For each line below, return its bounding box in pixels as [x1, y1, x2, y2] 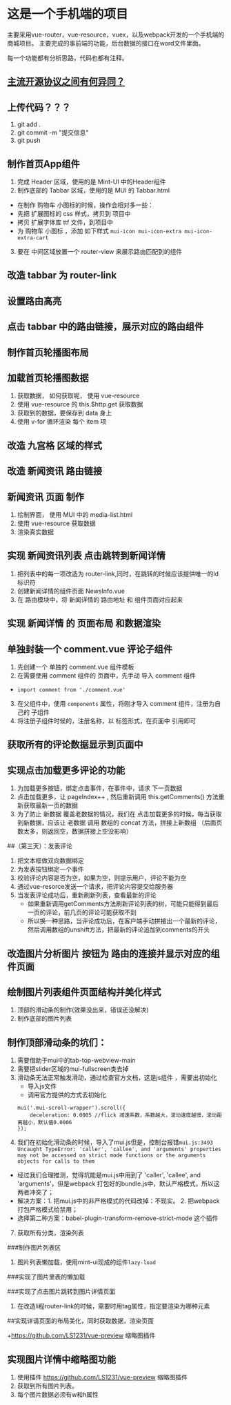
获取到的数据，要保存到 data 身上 [17, 409, 112, 417]
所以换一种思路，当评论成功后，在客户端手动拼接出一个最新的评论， [27, 917, 221, 925]
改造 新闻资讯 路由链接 [7, 465, 102, 477]
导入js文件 [27, 1082, 57, 1090]
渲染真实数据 [17, 527, 54, 536]
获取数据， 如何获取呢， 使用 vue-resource [17, 391, 140, 400]
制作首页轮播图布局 [7, 346, 89, 358]
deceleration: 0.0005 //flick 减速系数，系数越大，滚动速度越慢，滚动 [30, 1112, 217, 1119]
